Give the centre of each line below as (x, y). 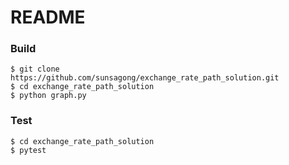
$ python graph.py (48, 96)
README (48, 17)
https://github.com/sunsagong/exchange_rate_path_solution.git (145, 78)
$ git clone (35, 69)
